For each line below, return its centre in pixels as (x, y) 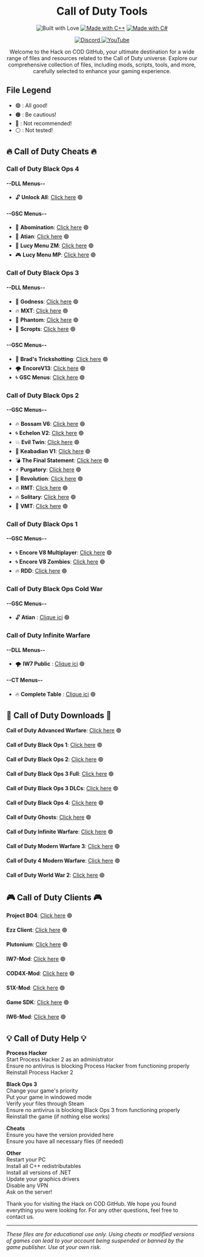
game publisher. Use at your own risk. (54, 1247)
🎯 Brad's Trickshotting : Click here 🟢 (61, 359)
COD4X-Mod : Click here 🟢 (40, 974)
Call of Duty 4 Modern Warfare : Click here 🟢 (63, 861)
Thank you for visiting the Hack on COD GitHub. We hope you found (91, 1203)
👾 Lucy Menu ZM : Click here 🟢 (54, 246)
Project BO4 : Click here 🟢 (39, 916)
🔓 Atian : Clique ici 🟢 (42, 617)
